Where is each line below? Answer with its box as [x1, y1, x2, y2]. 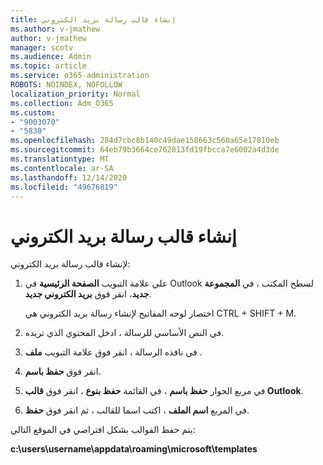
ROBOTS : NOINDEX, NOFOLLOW [10, 80, 123, 90]
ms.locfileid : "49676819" [10, 182, 118, 192]
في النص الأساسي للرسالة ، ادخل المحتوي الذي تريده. [24, 327, 225, 339]
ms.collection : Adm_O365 [10, 98, 114, 108]
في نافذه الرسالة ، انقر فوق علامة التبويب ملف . [24, 346, 203, 358]
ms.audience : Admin [10, 52, 92, 62]
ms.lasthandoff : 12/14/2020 [10, 172, 128, 183]
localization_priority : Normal [10, 89, 141, 99]
